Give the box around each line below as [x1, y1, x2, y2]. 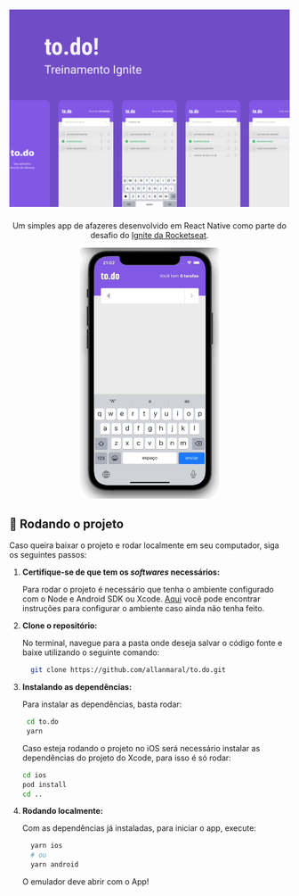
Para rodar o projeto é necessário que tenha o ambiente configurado [21, 585, 274, 595]
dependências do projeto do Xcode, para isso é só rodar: [21, 752, 231, 763]
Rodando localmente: [21, 806, 104, 817]
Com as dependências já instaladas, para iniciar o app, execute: [21, 823, 256, 834]
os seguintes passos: [9, 550, 87, 560]
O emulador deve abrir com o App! [21, 876, 149, 887]
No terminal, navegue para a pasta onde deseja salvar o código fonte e [21, 638, 283, 649]
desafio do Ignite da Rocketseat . [90, 230, 209, 241]
